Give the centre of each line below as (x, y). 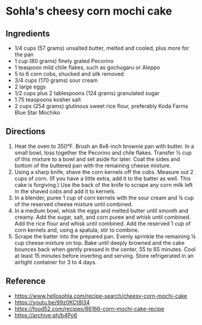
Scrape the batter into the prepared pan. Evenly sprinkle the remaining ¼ (105, 236)
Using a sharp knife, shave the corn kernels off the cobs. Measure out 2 (104, 172)
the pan (24, 55)
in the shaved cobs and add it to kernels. (65, 191)
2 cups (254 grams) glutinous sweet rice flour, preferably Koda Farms (101, 106)
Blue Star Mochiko (37, 112)
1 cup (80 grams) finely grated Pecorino (64, 61)
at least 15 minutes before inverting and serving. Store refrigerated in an (104, 255)
